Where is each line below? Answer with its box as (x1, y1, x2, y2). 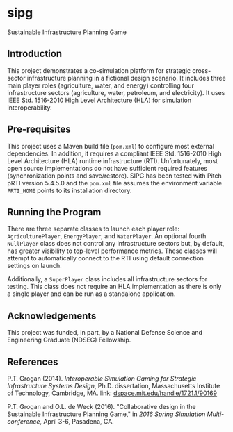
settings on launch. (7, 262, 63, 270)
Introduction (7, 48, 63, 60)
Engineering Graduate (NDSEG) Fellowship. (7, 335, 131, 344)
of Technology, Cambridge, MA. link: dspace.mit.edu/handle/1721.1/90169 (7, 389, 218, 397)
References (7, 356, 58, 367)
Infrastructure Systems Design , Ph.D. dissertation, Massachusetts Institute (7, 382, 220, 390)
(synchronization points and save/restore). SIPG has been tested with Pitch (7, 172, 223, 180)
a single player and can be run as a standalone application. (7, 290, 176, 298)
